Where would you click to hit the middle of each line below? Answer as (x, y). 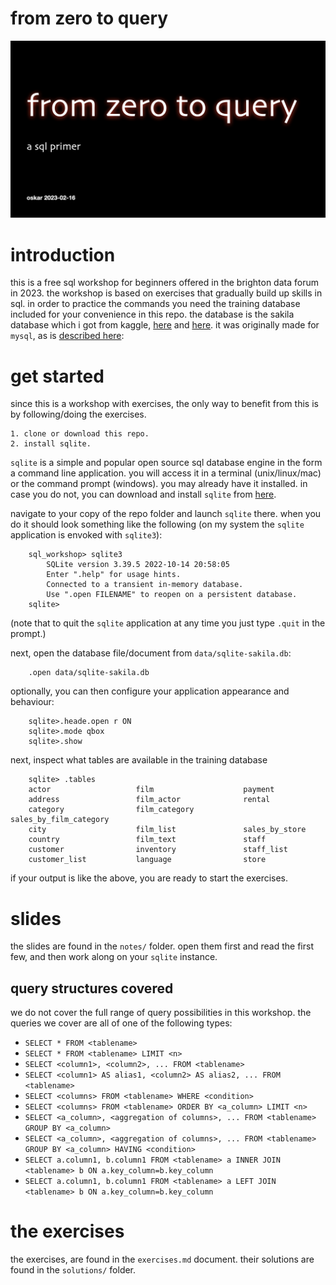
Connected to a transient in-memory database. (145, 585)
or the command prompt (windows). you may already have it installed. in (159, 484)
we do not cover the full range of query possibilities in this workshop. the (161, 1013)
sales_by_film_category (60, 820)
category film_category (111, 810)
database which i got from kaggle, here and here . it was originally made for (165, 325)
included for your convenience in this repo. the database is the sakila (152, 314)
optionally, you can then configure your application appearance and (150, 691)
